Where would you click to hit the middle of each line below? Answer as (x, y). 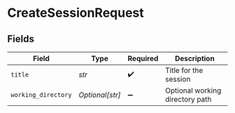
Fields (21, 39)
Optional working (193, 91)
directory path (188, 99)
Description (194, 59)
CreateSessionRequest (76, 13)
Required (143, 59)
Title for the (184, 70)
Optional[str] (100, 95)
